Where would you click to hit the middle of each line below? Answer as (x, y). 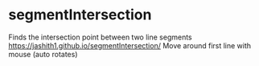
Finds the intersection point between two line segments (100, 37)
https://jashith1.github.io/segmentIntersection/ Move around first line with (130, 45)
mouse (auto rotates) (43, 54)
